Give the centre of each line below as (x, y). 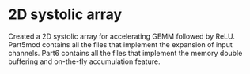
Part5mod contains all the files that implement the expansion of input (121, 44)
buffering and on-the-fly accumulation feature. (84, 61)
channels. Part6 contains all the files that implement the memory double (125, 53)
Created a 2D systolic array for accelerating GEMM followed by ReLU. (122, 36)
